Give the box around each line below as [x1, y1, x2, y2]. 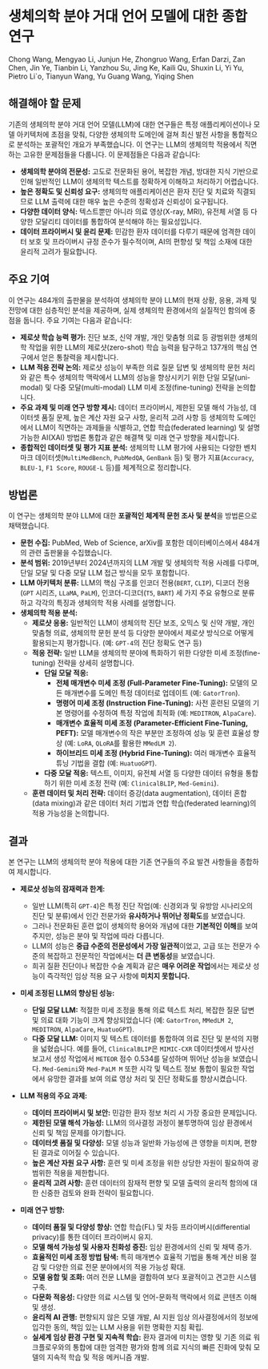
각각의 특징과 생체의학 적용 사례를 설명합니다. [34, 598, 176, 608]
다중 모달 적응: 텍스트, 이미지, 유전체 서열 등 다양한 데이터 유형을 [43, 769, 244, 778]
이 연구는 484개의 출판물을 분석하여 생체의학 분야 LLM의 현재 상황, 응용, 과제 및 [8, 295, 258, 305]
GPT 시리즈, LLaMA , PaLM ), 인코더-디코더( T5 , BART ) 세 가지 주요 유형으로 [22, 588, 241, 598]
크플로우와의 [31, 1343, 71, 1352]
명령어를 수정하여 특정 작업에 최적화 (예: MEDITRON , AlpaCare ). [64, 709, 257, 718]
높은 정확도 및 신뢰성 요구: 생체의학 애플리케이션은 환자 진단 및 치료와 [19, 186, 234, 196]
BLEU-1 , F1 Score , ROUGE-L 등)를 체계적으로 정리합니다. [19, 462, 192, 472]
